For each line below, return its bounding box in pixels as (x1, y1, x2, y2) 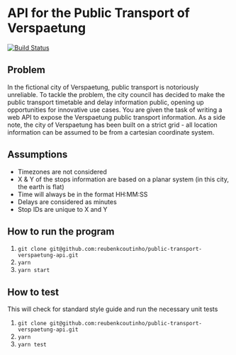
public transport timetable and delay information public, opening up (7, 98, 204, 106)
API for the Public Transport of (7, 5, 190, 21)
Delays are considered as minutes (17, 197, 117, 206)
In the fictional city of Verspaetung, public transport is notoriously (7, 83, 199, 91)
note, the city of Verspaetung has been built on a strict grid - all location (7, 120, 218, 129)
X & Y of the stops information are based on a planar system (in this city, (17, 175, 229, 184)
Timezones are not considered (17, 167, 108, 176)
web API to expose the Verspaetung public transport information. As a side (7, 113, 225, 121)
